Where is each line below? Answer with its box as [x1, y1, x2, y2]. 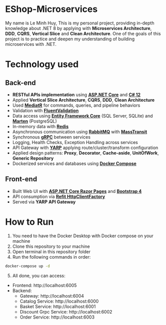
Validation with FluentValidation [12, 107, 79, 113]
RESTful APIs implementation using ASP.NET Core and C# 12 [12, 91, 141, 98]
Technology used [5, 59, 79, 70]
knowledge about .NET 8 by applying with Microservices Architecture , [5, 25, 152, 31]
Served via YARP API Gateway [12, 198, 76, 205]
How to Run [5, 216, 54, 227]
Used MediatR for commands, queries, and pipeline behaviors [12, 102, 141, 108]
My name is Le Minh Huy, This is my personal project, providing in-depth [5, 20, 155, 26]
